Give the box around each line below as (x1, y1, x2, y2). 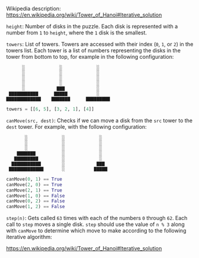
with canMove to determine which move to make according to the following (6, 227, 187, 234)
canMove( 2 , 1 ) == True (6, 187, 62, 193)
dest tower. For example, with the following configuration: (6, 123, 147, 130)
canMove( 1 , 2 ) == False (6, 204, 65, 210)
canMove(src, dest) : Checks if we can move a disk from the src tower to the (6, 117, 193, 124)
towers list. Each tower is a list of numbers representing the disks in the (6, 47, 181, 54)
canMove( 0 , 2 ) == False (6, 198, 65, 204)
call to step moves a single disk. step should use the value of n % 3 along (6, 221, 185, 228)
